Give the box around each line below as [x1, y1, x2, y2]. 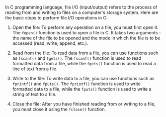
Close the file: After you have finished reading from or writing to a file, [12, 101, 156, 107]
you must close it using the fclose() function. [12, 107, 106, 112]
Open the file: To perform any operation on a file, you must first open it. [12, 24, 159, 30]
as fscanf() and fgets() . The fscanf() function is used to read [12, 55, 142, 61]
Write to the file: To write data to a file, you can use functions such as [12, 76, 155, 81]
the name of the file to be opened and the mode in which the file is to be [12, 35, 161, 41]
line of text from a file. [12, 66, 58, 72]
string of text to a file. [12, 92, 57, 97]
